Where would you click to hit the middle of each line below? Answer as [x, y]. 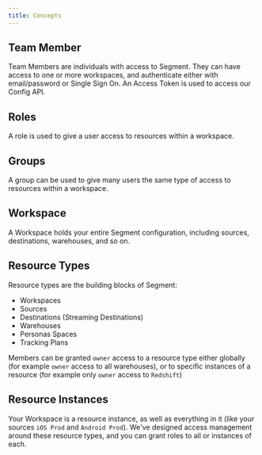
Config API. [27, 92]
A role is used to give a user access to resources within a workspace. [122, 136]
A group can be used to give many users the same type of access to [120, 180]
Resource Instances [59, 400]
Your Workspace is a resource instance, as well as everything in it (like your [131, 419]
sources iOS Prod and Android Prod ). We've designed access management [130, 427]
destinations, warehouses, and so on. [69, 241]
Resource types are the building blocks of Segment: [93, 285]
